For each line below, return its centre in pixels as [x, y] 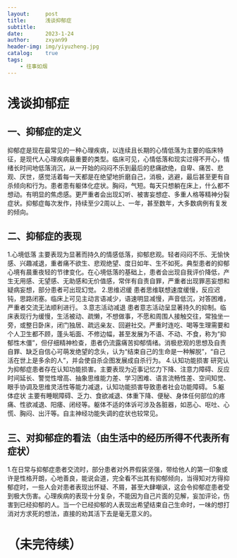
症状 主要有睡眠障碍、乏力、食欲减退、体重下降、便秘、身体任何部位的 [116, 396]
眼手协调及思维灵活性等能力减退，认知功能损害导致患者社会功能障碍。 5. [113, 387]
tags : [15, 60]
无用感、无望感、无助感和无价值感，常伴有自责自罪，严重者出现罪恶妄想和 [121, 281]
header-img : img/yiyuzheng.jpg [53, 47]
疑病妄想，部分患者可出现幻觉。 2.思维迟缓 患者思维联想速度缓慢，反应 [111, 290]
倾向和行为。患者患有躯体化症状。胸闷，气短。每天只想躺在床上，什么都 [118, 185]
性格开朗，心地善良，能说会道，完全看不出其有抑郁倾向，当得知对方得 [121, 478]
